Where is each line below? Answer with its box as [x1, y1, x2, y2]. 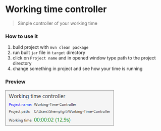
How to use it [5, 33, 38, 40]
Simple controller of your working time [17, 20, 97, 26]
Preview [5, 78, 26, 85]
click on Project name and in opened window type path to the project [12, 55, 156, 61]
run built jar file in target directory [12, 49, 86, 56]
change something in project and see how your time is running [12, 65, 143, 72]
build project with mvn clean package [12, 44, 89, 50]
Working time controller [5, 4, 107, 15]
